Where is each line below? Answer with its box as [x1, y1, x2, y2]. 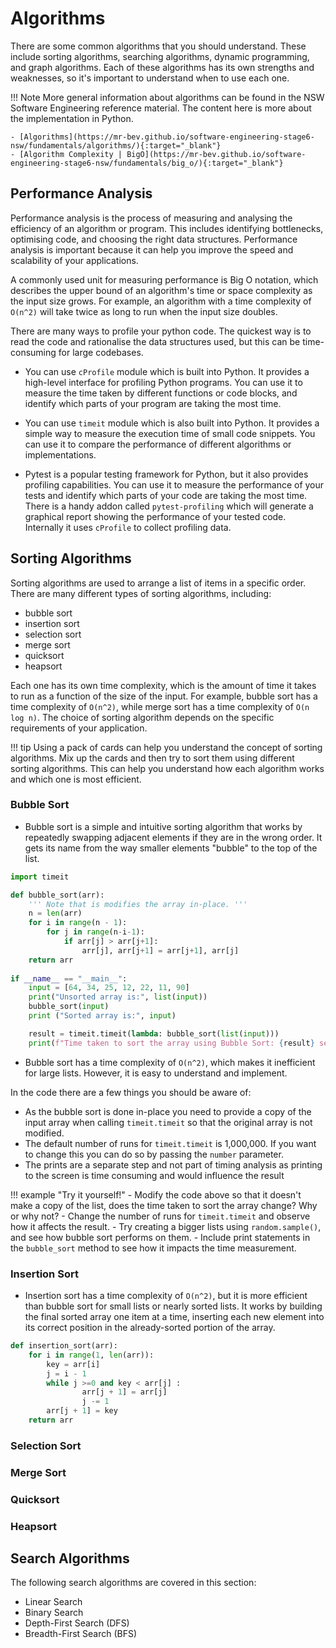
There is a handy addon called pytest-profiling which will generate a [24, 500, 314, 512]
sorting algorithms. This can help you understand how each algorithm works [10, 762, 325, 774]
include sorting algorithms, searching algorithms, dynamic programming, [10, 50, 310, 62]
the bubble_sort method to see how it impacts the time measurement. [10, 1242, 297, 1254]
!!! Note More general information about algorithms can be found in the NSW [10, 91, 325, 103]
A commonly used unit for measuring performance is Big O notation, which [10, 273, 319, 286]
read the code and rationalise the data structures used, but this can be [10, 335, 301, 347]
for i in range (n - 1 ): [28, 918, 128, 928]
